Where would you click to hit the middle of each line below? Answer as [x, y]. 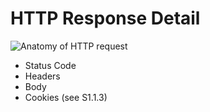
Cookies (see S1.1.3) [66, 97]
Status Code [50, 65]
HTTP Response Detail [105, 18]
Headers [42, 76]
